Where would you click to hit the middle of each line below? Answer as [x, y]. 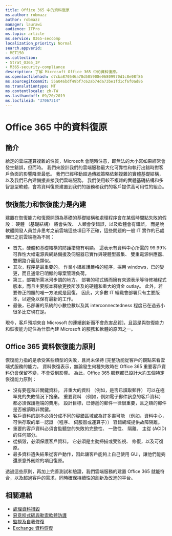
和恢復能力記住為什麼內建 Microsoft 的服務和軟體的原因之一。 [70, 329]
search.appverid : [24, 48]
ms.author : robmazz [26, 15]
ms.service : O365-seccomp [33, 39]
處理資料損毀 [26, 509]
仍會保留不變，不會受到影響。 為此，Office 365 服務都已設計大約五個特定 [87, 373]
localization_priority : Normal [39, 44]
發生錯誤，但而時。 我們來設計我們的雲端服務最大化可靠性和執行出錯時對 [82, 167]
